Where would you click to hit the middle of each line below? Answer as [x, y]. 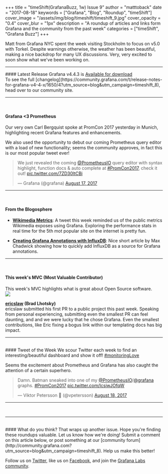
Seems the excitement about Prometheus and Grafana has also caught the [82, 365]
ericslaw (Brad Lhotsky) [30, 303]
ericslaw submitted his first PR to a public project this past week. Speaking [82, 309]
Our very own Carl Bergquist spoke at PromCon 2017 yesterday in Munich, [82, 127]
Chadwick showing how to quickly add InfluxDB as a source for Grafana [86, 246]
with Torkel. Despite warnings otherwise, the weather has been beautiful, [80, 49]
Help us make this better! [129, 451]
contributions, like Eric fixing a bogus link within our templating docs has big [84, 325]
